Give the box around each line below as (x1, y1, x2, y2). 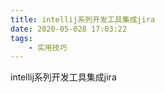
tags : (10, 33, 33, 43)
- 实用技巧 (28, 42, 68, 53)
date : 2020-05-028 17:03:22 (10, 24, 128, 34)
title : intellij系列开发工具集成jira (10, 14, 156, 25)
